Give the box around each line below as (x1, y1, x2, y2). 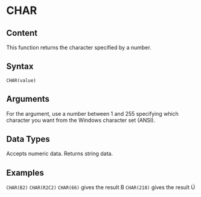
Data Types (6, 134, 50, 144)
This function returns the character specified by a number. (6, 44, 152, 51)
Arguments (6, 94, 50, 104)
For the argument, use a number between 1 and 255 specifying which (6, 110, 179, 117)
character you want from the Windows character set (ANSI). (6, 116, 156, 124)
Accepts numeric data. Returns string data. (6, 150, 113, 158)
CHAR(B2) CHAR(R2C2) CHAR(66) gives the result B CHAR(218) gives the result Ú (6, 184, 195, 191)
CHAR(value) (6, 77, 36, 84)
